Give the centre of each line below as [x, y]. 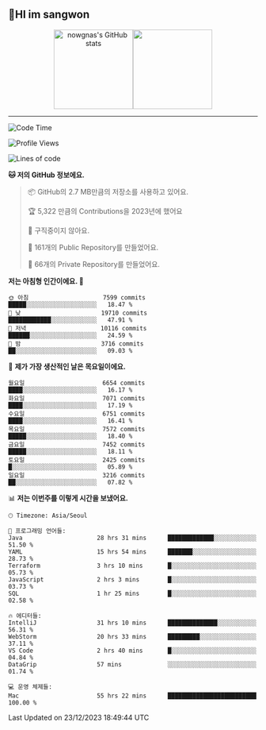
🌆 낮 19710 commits [78, 313]
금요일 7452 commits [77, 444]
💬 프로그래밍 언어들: [37, 531]
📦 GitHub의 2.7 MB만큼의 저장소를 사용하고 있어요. [108, 191]
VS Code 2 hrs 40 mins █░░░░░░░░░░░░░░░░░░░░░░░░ [133, 651]
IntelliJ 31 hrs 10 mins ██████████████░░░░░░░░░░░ [133, 623]
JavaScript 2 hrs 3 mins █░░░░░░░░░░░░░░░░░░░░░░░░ [133, 579]
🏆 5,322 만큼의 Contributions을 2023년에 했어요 [105, 211]
